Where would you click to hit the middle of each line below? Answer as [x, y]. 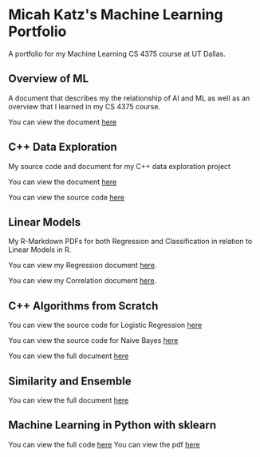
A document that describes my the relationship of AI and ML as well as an [129, 98]
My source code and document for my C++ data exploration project [120, 166]
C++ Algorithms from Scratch [83, 306]
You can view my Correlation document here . [83, 281]
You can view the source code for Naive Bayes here [93, 341]
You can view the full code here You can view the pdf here [104, 444]
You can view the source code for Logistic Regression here [105, 325]
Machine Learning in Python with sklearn [112, 425]
